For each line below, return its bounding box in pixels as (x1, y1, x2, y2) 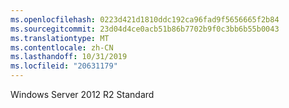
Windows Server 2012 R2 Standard (10, 89, 155, 100)
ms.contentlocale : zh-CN (10, 42, 114, 53)
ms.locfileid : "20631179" (10, 61, 118, 71)
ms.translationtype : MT (10, 33, 110, 43)
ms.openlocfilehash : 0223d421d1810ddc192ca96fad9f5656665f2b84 (10, 14, 280, 25)
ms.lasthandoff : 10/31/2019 (10, 52, 128, 62)
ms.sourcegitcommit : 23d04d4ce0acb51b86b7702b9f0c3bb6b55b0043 (10, 24, 280, 34)
